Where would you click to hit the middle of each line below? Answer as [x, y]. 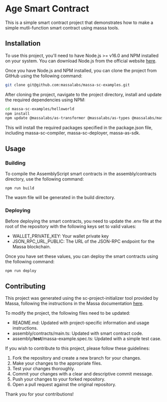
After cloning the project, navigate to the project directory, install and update [83, 94]
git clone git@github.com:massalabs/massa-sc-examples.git [68, 85]
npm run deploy [21, 271]
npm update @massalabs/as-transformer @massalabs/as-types [68, 118]
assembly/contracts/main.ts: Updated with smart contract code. [78, 333]
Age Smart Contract [47, 9]
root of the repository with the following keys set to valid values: [71, 226]
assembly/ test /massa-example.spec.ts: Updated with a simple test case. [87, 339]
